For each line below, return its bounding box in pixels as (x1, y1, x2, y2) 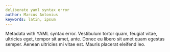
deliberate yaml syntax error (5, 7, 70, 13)
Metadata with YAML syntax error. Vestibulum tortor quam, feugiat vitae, (5, 31, 157, 37)
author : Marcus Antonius (5, 12, 58, 17)
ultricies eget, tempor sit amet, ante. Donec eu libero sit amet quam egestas (5, 36, 165, 42)
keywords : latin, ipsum (5, 17, 56, 22)
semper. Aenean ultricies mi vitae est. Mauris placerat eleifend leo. (5, 41, 145, 47)
